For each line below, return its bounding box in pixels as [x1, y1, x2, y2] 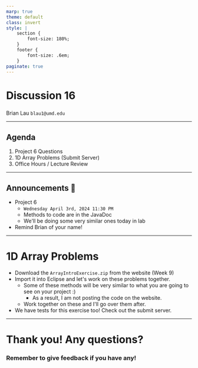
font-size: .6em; [27, 52, 70, 58]
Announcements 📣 [6, 183, 76, 193]
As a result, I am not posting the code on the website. [32, 294, 162, 301]
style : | [6, 25, 28, 31]
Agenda [6, 132, 36, 142]
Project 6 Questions [14, 148, 63, 155]
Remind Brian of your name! [14, 224, 82, 231]
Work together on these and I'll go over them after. [23, 301, 146, 308]
